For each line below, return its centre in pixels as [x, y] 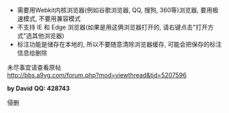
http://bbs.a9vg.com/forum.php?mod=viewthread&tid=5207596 [97, 75]
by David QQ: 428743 [39, 88]
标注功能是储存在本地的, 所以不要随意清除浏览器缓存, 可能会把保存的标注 [119, 44]
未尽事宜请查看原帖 [34, 67]
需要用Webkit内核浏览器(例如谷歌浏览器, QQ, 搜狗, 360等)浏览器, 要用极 [118, 10]
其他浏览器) [48, 36]
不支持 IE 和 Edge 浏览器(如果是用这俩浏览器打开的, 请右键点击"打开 [112, 27]
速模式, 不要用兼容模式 [49, 18]
